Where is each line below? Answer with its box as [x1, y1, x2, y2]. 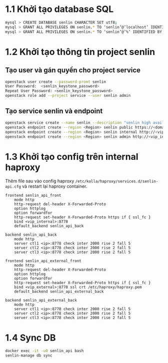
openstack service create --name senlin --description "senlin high [5, 120, 151, 125]
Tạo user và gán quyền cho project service [5, 66, 141, 74]
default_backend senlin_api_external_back [14, 289, 104, 294]
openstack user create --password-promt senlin [5, 79, 106, 84]
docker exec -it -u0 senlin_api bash [5, 349, 84, 354]
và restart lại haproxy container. [22, 183, 87, 189]
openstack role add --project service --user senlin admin [5, 93, 131, 98]
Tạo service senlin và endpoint [5, 107, 103, 115]
